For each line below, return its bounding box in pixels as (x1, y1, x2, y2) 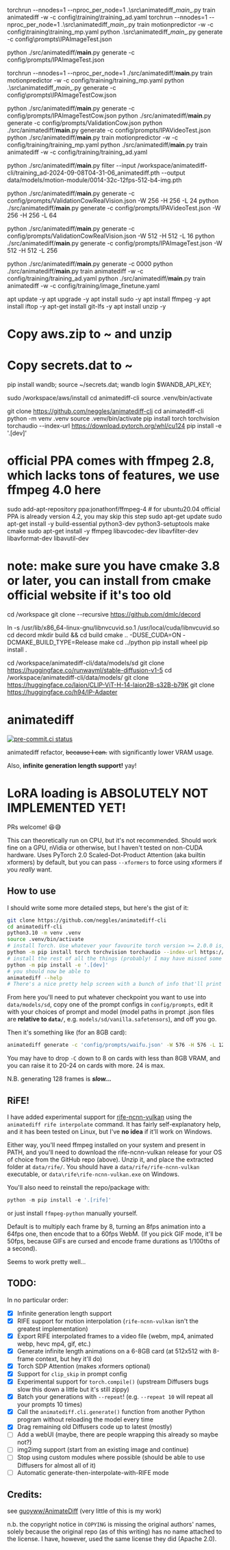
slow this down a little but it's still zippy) (16, 1385, 130, 1394)
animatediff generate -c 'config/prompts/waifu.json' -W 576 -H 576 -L (7, 1041, 216, 1049)
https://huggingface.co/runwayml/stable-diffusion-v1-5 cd (7, 666, 172, 674)
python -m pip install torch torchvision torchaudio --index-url (7, 949, 197, 956)
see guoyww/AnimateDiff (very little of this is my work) (7, 1507, 162, 1515)
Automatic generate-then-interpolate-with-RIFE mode (16, 1468, 169, 1476)
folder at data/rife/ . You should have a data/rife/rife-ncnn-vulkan (7, 1163, 200, 1171)
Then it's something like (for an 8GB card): (7, 1028, 127, 1037)
